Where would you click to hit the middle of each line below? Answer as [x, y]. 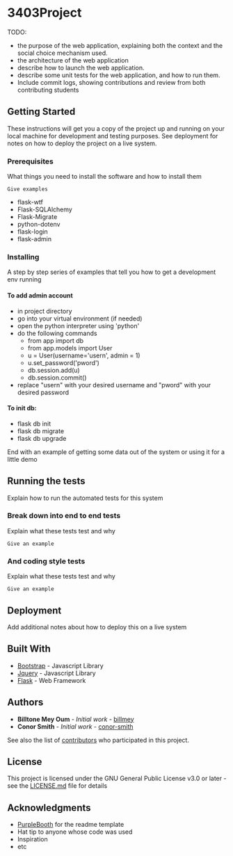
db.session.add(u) [54, 370]
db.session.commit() [57, 378]
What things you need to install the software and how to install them [104, 177]
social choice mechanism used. [62, 53]
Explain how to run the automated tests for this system [85, 498]
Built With [29, 649]
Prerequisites [30, 161]
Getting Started [41, 112]
